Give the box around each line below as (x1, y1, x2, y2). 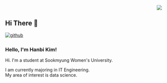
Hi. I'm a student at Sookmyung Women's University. (5, 57, 113, 63)
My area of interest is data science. (5, 72, 78, 78)
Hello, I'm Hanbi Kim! (5, 46, 57, 53)
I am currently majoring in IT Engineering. (5, 67, 90, 73)
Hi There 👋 (5, 19, 38, 28)
